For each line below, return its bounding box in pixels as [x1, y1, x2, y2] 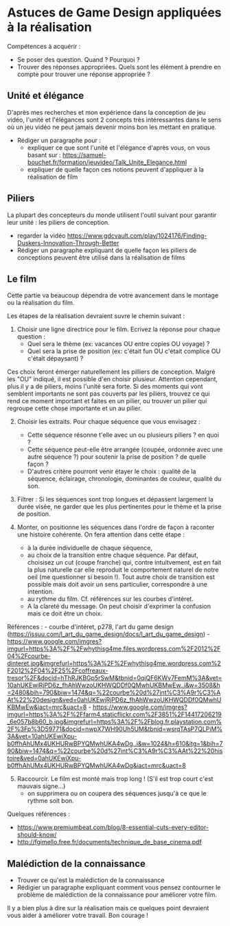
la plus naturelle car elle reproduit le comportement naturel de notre [27, 565, 219, 574]
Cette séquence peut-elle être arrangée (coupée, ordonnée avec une [27, 445, 223, 454]
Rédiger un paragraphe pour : [16, 136, 102, 144]
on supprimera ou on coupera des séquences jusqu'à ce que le [27, 789, 207, 798]
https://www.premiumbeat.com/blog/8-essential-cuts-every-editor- [16, 823, 209, 832]
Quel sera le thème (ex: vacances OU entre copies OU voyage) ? [27, 340, 210, 348]
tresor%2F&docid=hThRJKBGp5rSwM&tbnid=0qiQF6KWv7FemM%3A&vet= [7, 674, 222, 682]
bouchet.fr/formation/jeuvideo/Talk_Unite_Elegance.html [27, 158, 187, 166]
